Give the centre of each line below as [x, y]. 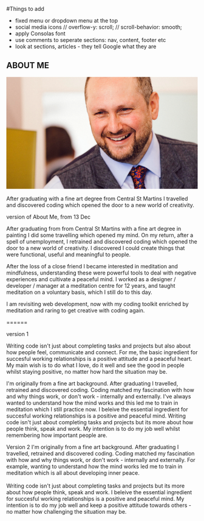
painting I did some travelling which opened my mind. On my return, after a [100, 235]
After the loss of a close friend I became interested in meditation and [92, 267]
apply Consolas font [40, 33]
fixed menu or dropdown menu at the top [66, 20]
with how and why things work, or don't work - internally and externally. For [101, 460]
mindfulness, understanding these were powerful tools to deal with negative [101, 273]
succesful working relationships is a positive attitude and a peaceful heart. [99, 359]
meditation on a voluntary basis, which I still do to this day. [80, 292]
